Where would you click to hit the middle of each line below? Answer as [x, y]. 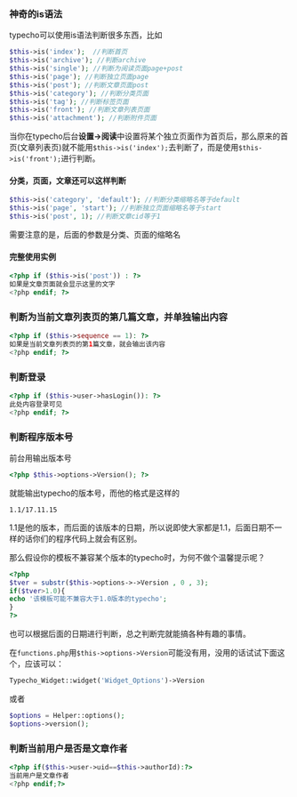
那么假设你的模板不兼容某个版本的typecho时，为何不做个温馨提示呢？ [137, 557]
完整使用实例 [32, 256]
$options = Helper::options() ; [67, 715]
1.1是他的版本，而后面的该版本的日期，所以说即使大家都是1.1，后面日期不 [142, 527]
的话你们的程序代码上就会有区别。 [79, 538]
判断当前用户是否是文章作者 [68, 748]
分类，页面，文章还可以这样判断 [68, 181]
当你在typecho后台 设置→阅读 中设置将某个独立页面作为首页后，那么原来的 [145, 136]
